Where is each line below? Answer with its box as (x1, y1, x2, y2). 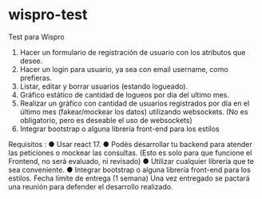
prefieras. (19, 73, 52, 82)
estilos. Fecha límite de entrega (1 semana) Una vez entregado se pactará (8, 173, 250, 183)
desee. (19, 56, 43, 66)
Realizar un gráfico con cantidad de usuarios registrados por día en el (19, 98, 250, 108)
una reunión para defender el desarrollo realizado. (8, 181, 173, 191)
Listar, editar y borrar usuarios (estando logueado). (19, 82, 189, 91)
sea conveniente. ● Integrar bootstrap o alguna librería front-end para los (8, 165, 252, 174)
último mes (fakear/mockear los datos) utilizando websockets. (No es (19, 106, 248, 117)
